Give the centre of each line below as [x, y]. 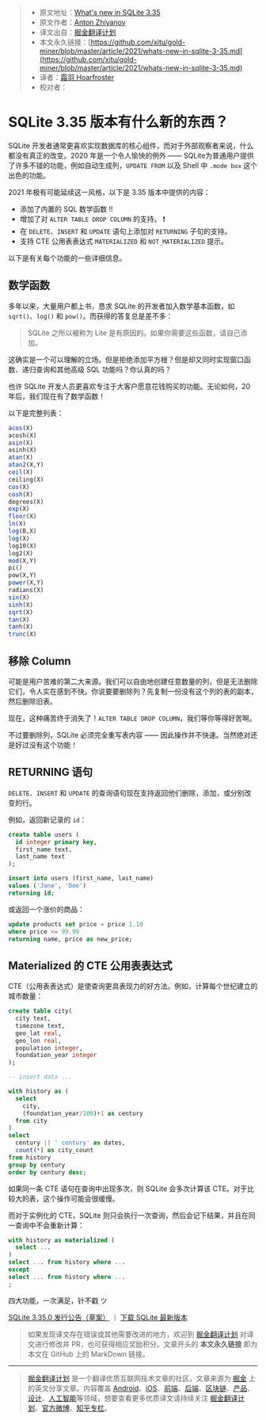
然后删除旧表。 [32, 701]
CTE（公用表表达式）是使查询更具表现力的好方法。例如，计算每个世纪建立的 [133, 987]
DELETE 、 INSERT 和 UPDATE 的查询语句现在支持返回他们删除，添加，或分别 [126, 792]
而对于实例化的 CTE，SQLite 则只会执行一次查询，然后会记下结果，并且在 [129, 1215]
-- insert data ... [40, 1077]
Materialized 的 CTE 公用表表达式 [90, 966]
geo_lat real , [38, 1033]
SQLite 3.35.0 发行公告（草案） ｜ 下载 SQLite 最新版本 [98, 1317]
